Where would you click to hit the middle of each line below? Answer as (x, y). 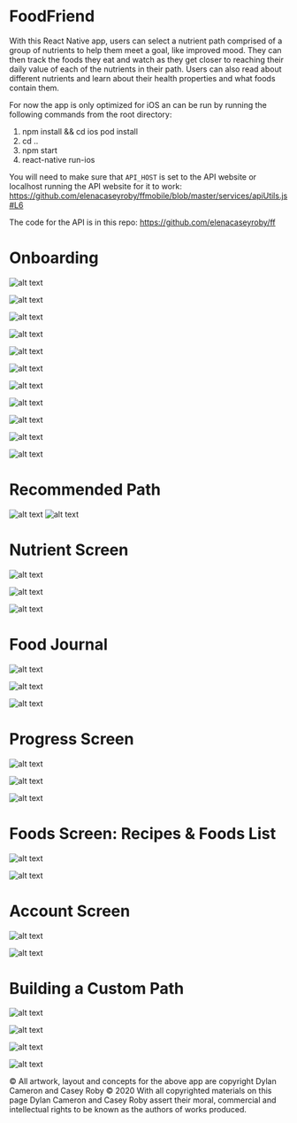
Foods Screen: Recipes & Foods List (143, 833)
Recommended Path (85, 490)
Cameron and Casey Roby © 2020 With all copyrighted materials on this (141, 1091)
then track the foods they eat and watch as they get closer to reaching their (147, 59)
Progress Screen (72, 738)
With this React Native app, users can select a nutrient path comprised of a (146, 41)
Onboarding (54, 258)
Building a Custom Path (96, 988)
